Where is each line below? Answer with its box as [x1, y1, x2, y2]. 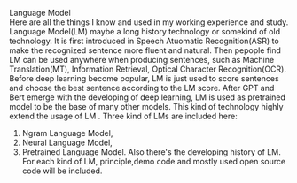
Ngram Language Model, [21, 128, 113, 138]
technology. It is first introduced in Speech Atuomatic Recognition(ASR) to [9, 35, 279, 46]
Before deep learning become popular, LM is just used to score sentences [9, 73, 279, 83]
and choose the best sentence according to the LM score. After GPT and [9, 83, 275, 93]
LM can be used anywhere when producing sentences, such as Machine [9, 55, 275, 65]
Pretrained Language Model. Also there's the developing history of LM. [21, 147, 281, 157]
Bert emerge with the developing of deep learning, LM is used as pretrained [9, 92, 286, 103]
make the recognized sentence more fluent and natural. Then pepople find [9, 45, 281, 56]
